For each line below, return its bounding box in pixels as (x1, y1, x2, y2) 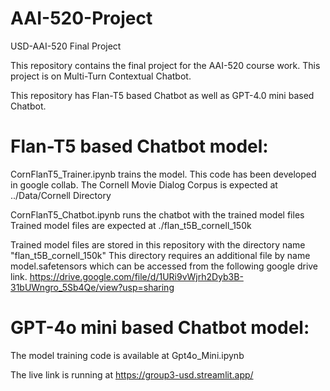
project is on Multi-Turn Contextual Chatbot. (10, 70, 192, 82)
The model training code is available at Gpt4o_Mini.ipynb (10, 349, 245, 361)
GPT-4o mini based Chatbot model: (10, 317, 310, 339)
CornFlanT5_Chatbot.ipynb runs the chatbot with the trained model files (10, 208, 305, 221)
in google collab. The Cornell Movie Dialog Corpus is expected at (10, 178, 278, 191)
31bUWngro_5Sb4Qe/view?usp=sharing (10, 281, 175, 293)
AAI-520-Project (10, 7, 153, 30)
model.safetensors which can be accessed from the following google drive (10, 260, 319, 272)
